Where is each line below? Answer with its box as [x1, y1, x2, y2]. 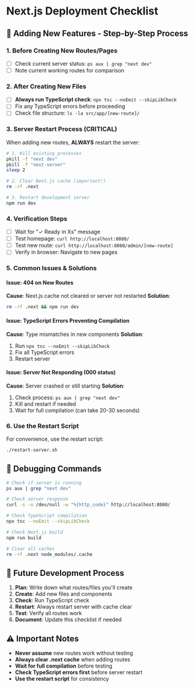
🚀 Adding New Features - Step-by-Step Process [6, 28, 189, 39]
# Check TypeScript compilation [6, 513, 87, 519]
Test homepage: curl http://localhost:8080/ [14, 235, 130, 242]
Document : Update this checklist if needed [14, 616, 122, 623]
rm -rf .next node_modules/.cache [6, 551, 93, 557]
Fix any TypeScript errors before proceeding [14, 103, 126, 110]
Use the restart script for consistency [14, 675, 109, 683]
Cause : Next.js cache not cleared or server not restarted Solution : [6, 292, 171, 300]
